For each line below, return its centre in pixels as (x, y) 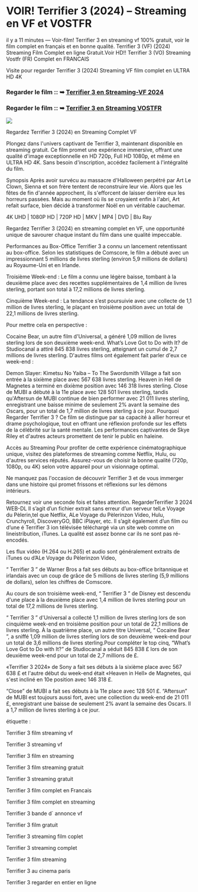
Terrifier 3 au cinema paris (38, 871)
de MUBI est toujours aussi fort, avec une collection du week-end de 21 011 (98, 697)
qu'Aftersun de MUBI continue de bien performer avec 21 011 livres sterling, (98, 398)
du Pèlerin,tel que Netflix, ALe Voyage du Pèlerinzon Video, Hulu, (85, 515)
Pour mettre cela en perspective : (47, 325)
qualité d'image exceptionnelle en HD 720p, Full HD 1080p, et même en (93, 156)
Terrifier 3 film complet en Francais (49, 791)
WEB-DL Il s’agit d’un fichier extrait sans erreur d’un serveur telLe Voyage (95, 509)
